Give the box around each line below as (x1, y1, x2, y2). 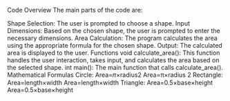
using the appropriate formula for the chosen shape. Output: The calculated (7, 42, 222, 49)
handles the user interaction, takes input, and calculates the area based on (7, 56, 220, 64)
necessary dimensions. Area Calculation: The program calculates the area (7, 34, 218, 42)
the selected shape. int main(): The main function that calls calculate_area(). (7, 64, 223, 71)
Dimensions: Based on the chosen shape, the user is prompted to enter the (7, 27, 221, 35)
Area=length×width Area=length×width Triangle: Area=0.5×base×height (7, 79, 213, 86)
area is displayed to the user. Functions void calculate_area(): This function (7, 48, 220, 57)
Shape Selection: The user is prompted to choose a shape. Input (7, 19, 191, 27)
